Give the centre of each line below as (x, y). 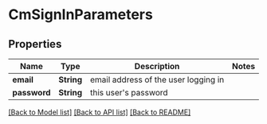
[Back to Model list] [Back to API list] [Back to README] (100, 112)
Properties (35, 44)
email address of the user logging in (157, 79)
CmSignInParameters (80, 15)
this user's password (130, 93)
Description (157, 66)
